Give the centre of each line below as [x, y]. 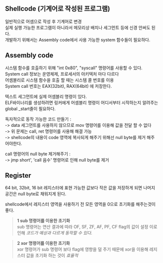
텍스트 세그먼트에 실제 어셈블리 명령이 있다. [46, 96]
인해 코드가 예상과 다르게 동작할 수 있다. [54, 233]
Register [18, 175]
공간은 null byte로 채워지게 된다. [36, 194]
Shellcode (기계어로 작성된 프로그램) [58, 9]
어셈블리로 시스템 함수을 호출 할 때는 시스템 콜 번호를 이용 [60, 80]
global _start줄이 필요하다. [30, 108]
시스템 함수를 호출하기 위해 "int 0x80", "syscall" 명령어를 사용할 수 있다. [74, 68]
